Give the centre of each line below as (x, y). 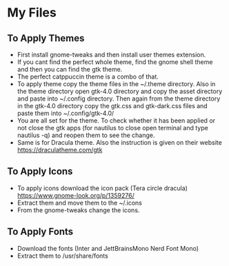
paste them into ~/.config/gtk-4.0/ (66, 113)
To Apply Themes (46, 38)
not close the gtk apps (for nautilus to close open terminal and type (112, 128)
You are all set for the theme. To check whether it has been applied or (116, 121)
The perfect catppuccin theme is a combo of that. (88, 76)
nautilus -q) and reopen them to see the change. (86, 135)
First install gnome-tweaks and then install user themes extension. (111, 54)
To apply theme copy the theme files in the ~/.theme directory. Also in (116, 84)
